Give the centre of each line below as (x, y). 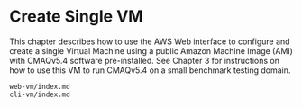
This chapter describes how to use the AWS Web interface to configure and (150, 41)
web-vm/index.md (40, 86)
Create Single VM (76, 17)
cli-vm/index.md (40, 94)
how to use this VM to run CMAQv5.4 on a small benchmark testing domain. (150, 70)
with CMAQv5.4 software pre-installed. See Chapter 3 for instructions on (144, 60)
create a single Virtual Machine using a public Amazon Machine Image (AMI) (151, 50)
